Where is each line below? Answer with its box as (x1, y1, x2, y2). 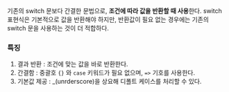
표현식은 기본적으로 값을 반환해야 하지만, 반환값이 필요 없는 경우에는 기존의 (7, 15, 210, 24)
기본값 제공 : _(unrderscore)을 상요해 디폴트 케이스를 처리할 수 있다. (17, 77, 202, 86)
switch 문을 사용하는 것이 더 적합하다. (7, 24, 110, 32)
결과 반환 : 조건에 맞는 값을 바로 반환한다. (17, 60, 128, 68)
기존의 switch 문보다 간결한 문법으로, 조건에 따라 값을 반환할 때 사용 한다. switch (7, 7, 222, 15)
